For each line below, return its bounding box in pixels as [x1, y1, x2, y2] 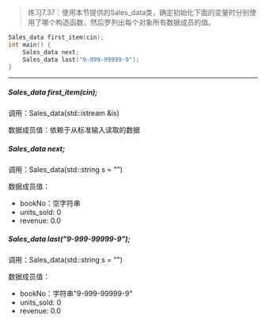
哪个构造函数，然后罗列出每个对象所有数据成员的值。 [41, 17, 215, 27]
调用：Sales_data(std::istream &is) [8, 109, 120, 118]
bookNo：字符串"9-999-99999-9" [19, 289, 133, 298]
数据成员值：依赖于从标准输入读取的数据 [8, 125, 140, 135]
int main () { [8, 40, 51, 48]
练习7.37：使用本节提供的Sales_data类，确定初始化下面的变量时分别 [27, 8, 250, 17]
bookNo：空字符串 [19, 198, 81, 209]
